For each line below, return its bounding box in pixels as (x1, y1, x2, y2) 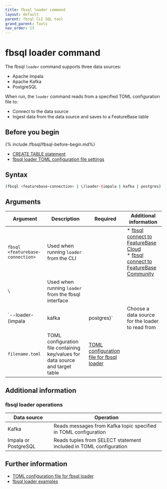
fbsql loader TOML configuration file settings (12, 156, 104, 162)
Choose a (127, 305, 150, 312)
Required (94, 215, 117, 222)
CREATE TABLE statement (12, 151, 66, 157)
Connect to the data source (12, 108, 69, 114)
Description (51, 215, 80, 222)
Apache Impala (12, 73, 44, 80)
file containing (47, 344, 81, 351)
